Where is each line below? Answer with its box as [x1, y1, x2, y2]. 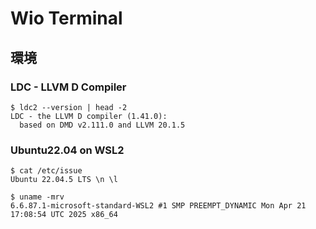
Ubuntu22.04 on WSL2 [10, 143, 125, 157]
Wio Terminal [10, 7, 123, 30]
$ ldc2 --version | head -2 [10, 102, 128, 112]
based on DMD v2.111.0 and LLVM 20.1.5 [19, 120, 186, 130]
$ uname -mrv [10, 192, 65, 202]
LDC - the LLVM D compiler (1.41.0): [10, 111, 168, 121]
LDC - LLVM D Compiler [10, 80, 127, 94]
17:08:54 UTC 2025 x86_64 [10, 210, 118, 220]
